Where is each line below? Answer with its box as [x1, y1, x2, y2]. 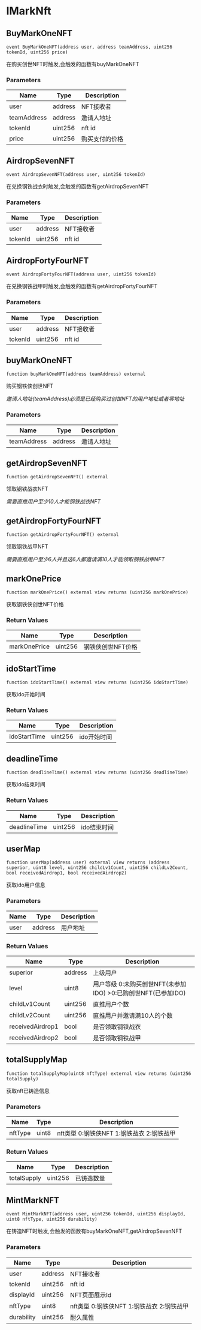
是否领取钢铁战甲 [92, 1034, 141, 1042]
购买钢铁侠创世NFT [6, 382, 54, 390]
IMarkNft [6, 4, 51, 18]
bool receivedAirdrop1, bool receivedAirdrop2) [6, 870, 127, 876]
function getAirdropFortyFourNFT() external [6, 532, 119, 538]
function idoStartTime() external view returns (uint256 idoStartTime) [6, 679, 188, 685]
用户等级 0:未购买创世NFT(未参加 [92, 979, 187, 988]
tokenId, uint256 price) [6, 49, 68, 55]
